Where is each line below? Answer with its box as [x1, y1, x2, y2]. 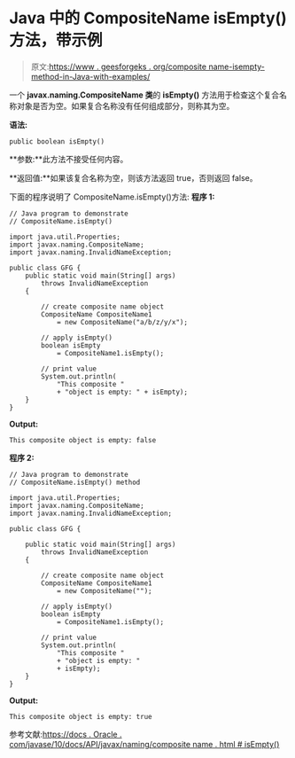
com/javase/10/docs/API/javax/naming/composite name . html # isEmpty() [9, 738, 280, 749]
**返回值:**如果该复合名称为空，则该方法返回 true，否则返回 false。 [9, 172, 259, 183]
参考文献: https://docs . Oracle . [9, 729, 122, 739]
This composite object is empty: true [9, 712, 152, 721]
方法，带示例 [9, 30, 104, 51]
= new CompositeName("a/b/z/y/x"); [56, 317, 189, 326]
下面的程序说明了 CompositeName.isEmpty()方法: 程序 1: [9, 191, 215, 202]
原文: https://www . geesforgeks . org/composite [30, 61, 206, 72]
